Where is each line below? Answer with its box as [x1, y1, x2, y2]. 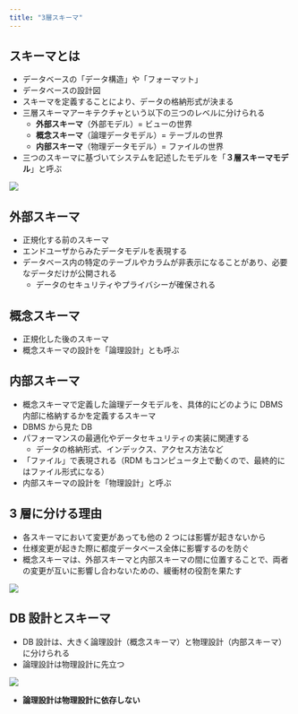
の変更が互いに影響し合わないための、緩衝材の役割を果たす [21, 565, 243, 576]
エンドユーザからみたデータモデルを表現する [21, 245, 188, 256]
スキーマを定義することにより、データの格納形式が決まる [21, 96, 234, 108]
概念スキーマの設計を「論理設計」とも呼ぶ [21, 345, 180, 356]
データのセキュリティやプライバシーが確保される [35, 280, 217, 290]
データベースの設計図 [21, 85, 101, 96]
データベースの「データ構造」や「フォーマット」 [21, 73, 203, 85]
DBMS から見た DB [21, 421, 92, 432]
